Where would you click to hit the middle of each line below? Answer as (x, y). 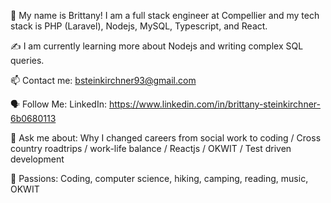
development (37, 159)
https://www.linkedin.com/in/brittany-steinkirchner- (214, 104)
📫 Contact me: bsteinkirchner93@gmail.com (103, 80)
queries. (27, 60)
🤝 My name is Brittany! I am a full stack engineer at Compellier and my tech (165, 15)
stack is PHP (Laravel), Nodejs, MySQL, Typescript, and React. (139, 26)
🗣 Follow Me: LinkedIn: (58, 104)
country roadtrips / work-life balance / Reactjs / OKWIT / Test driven (151, 148)
